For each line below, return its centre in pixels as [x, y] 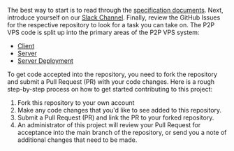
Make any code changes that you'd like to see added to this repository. [119, 110]
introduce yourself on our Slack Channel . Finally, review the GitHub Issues [114, 17]
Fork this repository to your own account [76, 103]
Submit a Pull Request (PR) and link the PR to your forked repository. [116, 117]
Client [26, 46]
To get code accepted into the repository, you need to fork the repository [112, 74]
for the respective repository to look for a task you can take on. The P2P [111, 25]
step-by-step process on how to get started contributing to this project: [110, 89]
